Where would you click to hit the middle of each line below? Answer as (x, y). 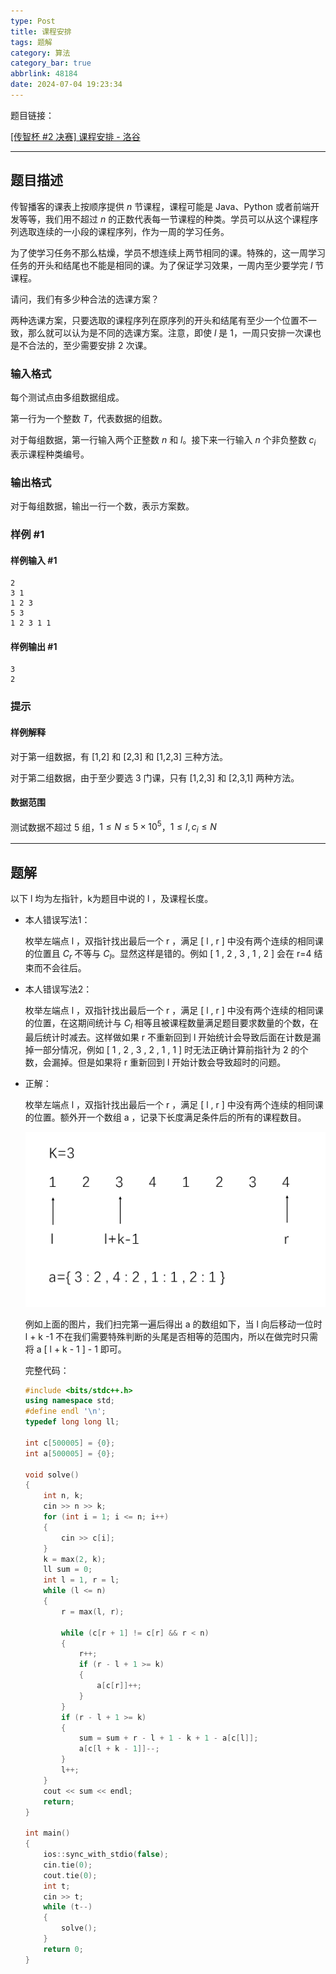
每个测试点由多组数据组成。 (67, 397)
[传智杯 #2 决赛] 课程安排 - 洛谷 (75, 136)
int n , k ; (63, 1496)
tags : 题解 (31, 42)
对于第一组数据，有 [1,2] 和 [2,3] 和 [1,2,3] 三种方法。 (119, 756)
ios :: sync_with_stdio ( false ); (106, 1855)
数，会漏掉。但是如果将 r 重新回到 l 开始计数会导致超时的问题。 (155, 1062)
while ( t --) (68, 1907)
